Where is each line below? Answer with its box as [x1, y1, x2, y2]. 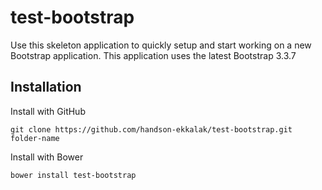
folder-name [10, 133, 60, 143]
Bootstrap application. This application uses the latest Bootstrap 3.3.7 [10, 49, 297, 61]
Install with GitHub [10, 105, 86, 117]
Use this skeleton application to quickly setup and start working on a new [10, 39, 312, 51]
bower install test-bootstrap [10, 170, 137, 180]
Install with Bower [10, 151, 84, 163]
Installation [10, 79, 82, 96]
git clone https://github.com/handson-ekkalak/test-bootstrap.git [10, 124, 293, 135]
